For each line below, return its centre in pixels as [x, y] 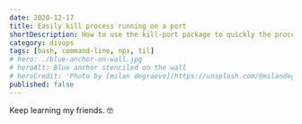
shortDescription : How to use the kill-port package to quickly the [140, 34]
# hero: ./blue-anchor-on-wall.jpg [76, 59]
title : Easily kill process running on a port [98, 26]
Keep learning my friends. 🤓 [62, 110]
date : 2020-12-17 [42, 18]
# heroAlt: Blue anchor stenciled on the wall [98, 68]
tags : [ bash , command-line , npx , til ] [82, 51]
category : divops [42, 43]
